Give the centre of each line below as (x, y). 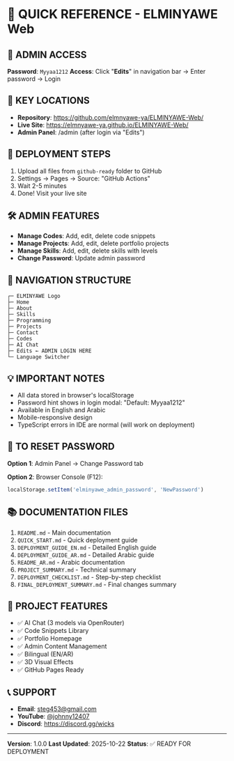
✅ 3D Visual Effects (45, 662)
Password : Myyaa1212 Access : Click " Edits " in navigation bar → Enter (107, 71)
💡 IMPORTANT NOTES (56, 378)
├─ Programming (29, 321)
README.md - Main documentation (64, 533)
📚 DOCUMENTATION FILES (68, 512)
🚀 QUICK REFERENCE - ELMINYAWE (112, 14)
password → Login (34, 79)
